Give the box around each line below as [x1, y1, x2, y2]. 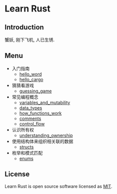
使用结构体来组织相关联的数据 [11, 138, 73, 144]
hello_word [19, 71, 42, 77]
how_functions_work [19, 110, 62, 116]
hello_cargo [19, 76, 43, 82]
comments [19, 115, 41, 121]
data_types [19, 104, 42, 110]
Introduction [4, 23, 44, 31]
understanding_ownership [19, 132, 73, 138]
